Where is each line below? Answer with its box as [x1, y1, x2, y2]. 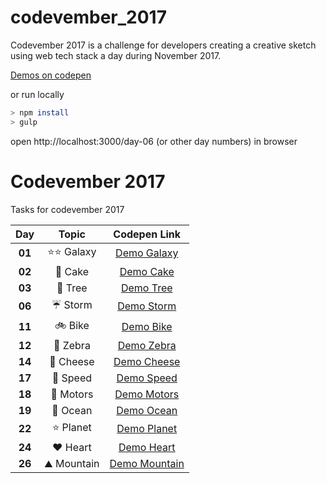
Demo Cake [119, 264, 175, 278]
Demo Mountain [109, 456, 185, 470]
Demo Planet [116, 422, 178, 436]
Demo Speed [116, 371, 178, 385]
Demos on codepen [10, 69, 92, 81]
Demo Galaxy [115, 246, 179, 260]
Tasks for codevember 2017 [10, 203, 125, 215]
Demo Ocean [116, 403, 178, 417]
